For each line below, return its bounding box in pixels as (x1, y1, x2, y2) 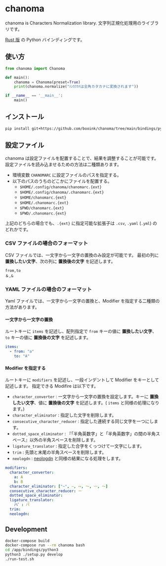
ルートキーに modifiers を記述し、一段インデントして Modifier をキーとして (5, 377, 160, 383)
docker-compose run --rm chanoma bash (5, 543, 85, 548)
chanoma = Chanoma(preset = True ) (14, 80, 81, 85)
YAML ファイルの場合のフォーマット (5, 286, 92, 293)
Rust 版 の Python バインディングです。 (5, 37, 85, 43)
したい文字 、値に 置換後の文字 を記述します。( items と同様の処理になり (12, 400, 160, 406)
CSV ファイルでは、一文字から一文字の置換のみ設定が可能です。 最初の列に (5, 252, 159, 258)
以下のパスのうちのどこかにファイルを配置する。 (12, 178, 112, 184)
